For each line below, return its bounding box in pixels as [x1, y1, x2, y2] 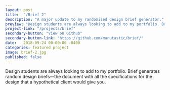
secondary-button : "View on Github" [5, 31, 82, 36]
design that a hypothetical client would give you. [5, 79, 106, 85]
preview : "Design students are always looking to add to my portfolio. [5, 21, 159, 27]
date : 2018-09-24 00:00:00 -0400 [5, 40, 80, 46]
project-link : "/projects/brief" [5, 26, 76, 31]
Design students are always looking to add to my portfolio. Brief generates [5, 68, 160, 74]
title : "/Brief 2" [5, 12, 47, 17]
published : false [5, 54, 42, 60]
